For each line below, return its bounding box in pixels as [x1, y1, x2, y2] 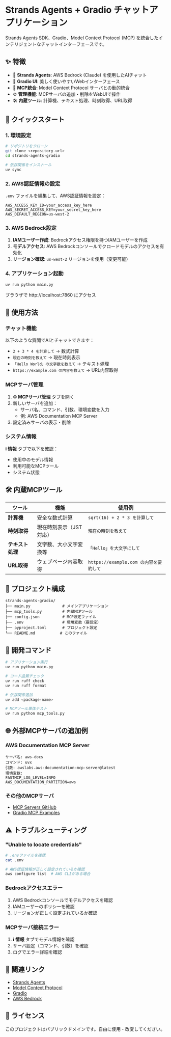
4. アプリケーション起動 [5, 270, 64, 277]
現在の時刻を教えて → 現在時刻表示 [12, 354, 80, 361]
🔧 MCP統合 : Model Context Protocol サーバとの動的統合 [12, 85, 130, 91]
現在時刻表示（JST [37, 524, 82, 531]
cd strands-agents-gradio [5, 153, 60, 158]
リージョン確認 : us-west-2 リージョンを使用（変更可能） [12, 256, 131, 262]
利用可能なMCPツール [12, 462, 59, 469]
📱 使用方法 [5, 308, 38, 317]
